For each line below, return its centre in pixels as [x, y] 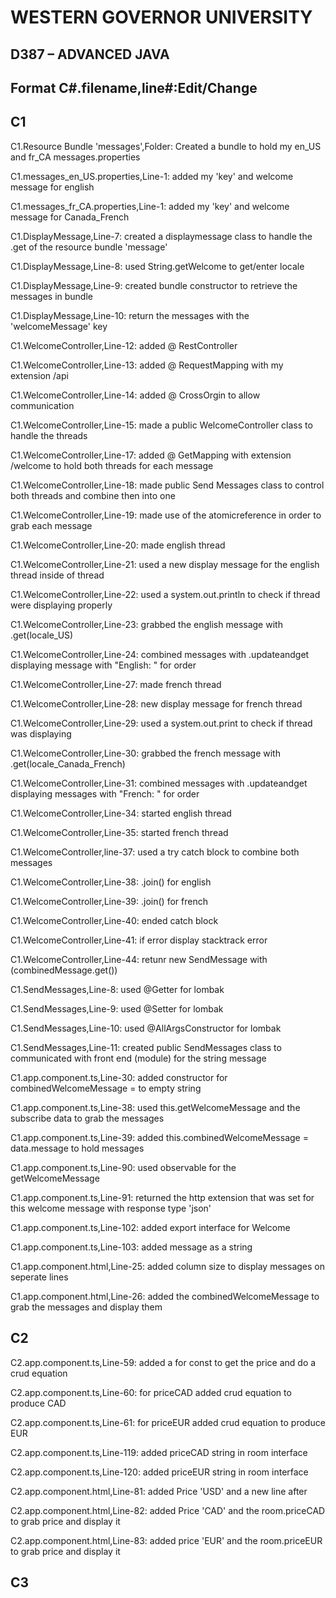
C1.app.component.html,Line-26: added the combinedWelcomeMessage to [165, 1296]
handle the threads [49, 435]
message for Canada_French [70, 217]
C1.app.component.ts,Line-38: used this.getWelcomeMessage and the [155, 1107]
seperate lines [39, 1277]
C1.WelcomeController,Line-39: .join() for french [109, 901]
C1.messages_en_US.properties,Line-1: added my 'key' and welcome [152, 176]
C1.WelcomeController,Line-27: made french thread [116, 684]
